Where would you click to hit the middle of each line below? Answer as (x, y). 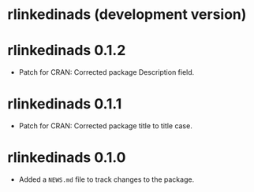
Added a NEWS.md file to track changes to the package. (106, 179)
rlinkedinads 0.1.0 (67, 158)
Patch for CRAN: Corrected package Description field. (106, 72)
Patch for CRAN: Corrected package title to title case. (105, 126)
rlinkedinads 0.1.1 (65, 104)
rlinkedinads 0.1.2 (67, 51)
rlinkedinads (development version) (127, 15)
